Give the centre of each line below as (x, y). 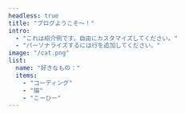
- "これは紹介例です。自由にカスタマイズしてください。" (97, 38)
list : (17, 61)
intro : (19, 31)
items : (26, 75)
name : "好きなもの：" (48, 68)
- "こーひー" (42, 98)
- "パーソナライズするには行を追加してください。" (88, 46)
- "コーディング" (48, 83)
